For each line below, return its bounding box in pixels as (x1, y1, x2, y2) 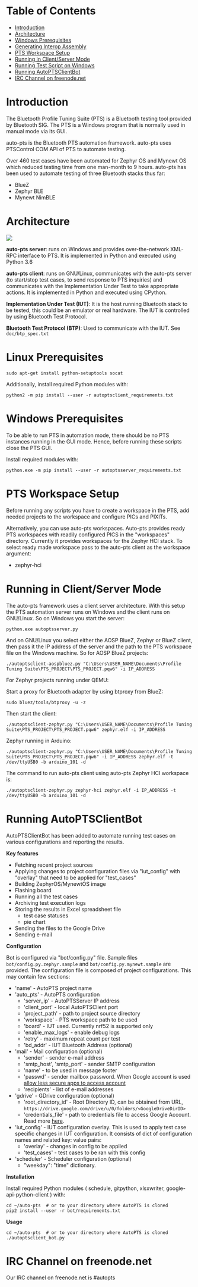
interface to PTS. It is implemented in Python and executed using (18, 252, 177, 259)
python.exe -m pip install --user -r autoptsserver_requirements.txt (6, 467, 182, 473)
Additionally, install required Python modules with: (6, 380, 129, 388)
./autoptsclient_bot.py (6, 1235, 65, 1241)
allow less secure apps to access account (23, 1079, 126, 1086)
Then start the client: (6, 710, 58, 717)
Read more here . (23, 1117, 65, 1124)
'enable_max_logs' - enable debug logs (23, 1029, 120, 1036)
